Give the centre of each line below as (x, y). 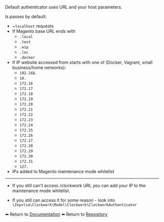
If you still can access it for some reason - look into (64, 200)
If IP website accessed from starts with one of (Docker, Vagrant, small (82, 62)
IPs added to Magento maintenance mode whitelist (63, 171)
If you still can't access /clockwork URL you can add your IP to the (79, 186)
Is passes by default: (26, 16)
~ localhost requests (33, 26)
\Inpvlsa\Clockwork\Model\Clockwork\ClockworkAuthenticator (74, 205)
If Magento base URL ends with (44, 31)
